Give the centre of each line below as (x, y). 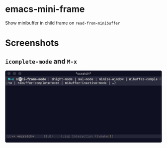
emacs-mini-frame (45, 9)
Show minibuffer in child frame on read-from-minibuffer (63, 23)
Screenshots (32, 43)
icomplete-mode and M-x (41, 61)
